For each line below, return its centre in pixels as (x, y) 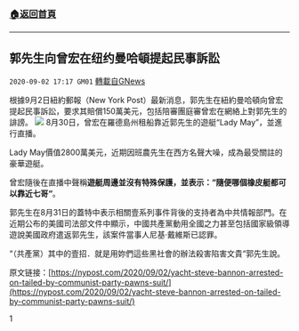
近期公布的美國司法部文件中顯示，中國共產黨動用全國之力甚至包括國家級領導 (149, 223)
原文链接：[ (30, 272)
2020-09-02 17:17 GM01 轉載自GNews (77, 81)
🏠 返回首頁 (33, 13)
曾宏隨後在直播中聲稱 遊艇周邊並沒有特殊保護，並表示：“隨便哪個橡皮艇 (140, 182)
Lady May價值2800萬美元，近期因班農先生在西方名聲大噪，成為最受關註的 (146, 152)
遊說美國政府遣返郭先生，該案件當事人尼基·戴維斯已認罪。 (116, 235)
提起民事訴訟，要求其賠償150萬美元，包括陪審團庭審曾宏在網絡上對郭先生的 (148, 111)
